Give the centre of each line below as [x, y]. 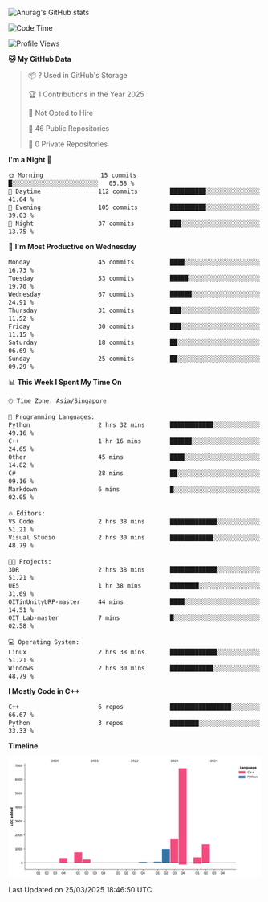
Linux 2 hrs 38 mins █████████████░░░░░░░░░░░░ [134, 652]
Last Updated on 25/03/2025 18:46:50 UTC [80, 889]
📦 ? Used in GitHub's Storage [78, 75]
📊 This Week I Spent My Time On [65, 382]
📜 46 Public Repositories [69, 128]
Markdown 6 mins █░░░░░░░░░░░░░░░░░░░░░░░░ [134, 490]
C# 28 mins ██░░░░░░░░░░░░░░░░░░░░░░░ [134, 474]
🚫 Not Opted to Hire [61, 113]
